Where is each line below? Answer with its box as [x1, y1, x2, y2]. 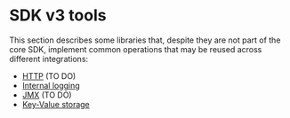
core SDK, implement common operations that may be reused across [9, 43, 262, 54]
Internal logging [21, 80, 80, 90]
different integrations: [9, 53, 89, 64]
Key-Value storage [21, 98, 91, 109]
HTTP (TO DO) [21, 70, 77, 81]
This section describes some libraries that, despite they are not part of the [9, 35, 281, 45]
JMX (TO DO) [21, 90, 73, 100]
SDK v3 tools [9, 5, 107, 26]
